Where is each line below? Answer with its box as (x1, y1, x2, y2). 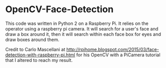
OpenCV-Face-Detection (5, 4, 114, 15)
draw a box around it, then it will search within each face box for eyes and (5, 31, 161, 37)
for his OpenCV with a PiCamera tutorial (76, 52, 160, 58)
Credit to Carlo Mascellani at (5, 46, 66, 52)
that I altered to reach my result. (5, 57, 73, 63)
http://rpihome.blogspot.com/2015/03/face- (66, 46, 159, 52)
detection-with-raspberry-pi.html (5, 52, 75, 58)
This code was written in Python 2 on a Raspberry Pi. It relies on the (5, 20, 149, 26)
